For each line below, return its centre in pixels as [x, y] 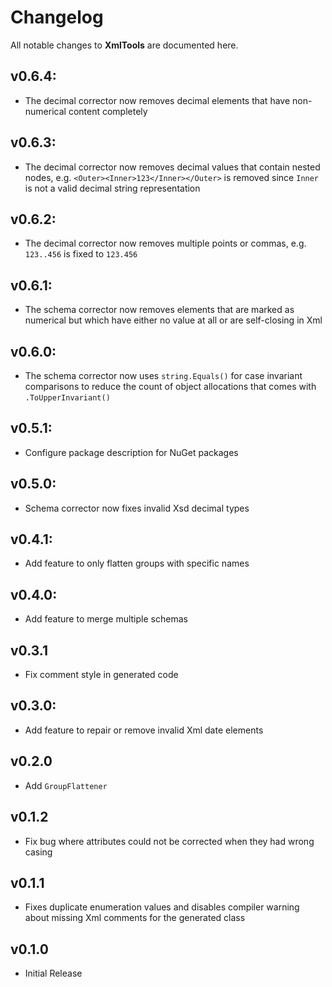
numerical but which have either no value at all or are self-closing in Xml [173, 320]
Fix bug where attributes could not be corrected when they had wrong [169, 841]
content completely [108, 111]
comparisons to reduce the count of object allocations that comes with [170, 386]
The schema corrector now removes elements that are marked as [159, 310]
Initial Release [53, 973]
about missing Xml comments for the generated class [135, 918]
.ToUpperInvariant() [67, 398]
